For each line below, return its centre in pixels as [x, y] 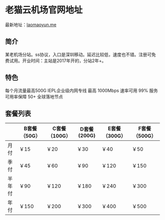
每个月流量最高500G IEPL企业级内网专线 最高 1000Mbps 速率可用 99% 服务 [82, 90]
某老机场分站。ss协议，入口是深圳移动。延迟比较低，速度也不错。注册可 [78, 54]
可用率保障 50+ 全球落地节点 [34, 96]
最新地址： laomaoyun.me [31, 25]
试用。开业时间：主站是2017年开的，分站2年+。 [58, 61]
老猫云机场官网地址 [44, 10]
